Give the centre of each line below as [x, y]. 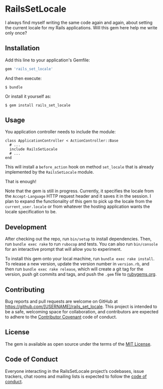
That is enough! [21, 182]
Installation [22, 48]
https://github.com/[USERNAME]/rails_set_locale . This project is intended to [81, 307]
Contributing [25, 290]
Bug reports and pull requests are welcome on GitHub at [62, 302]
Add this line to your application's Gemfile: [47, 60]
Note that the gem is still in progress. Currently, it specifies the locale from [80, 191]
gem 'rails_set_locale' [29, 69]
